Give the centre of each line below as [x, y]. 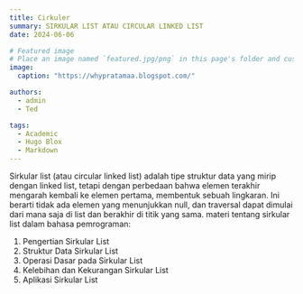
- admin [32, 100]
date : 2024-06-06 [42, 34]
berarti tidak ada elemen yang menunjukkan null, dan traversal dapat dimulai [151, 205]
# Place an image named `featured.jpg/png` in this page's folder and [145, 60]
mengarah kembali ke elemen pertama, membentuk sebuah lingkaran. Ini [144, 195]
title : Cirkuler [40, 18]
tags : [19, 125]
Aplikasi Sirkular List [60, 280]
